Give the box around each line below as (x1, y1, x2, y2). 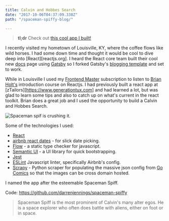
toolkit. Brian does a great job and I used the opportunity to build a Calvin (5, 98, 157, 104)
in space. (17, 210, 37, 216)
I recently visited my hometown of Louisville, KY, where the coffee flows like (5, 45, 163, 51)
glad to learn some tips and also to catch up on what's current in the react (5, 92, 159, 99)
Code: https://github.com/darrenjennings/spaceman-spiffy (5, 190, 128, 196)
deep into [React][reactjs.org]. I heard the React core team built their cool (5, 56, 158, 62)
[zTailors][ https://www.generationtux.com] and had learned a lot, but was (5, 87, 158, 93)
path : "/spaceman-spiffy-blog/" (5, 17, 73, 22)
